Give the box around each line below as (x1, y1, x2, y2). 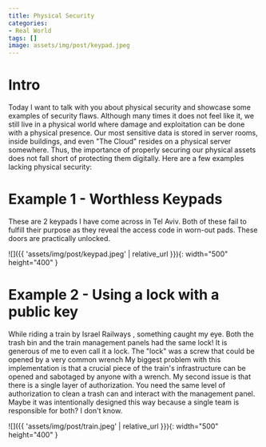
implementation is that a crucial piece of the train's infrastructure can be (8, 363, 246, 372)
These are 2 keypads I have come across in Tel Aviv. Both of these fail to (8, 217, 248, 226)
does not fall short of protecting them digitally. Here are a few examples (8, 154, 244, 163)
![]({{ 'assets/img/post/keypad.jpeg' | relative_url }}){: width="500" (8, 249, 228, 259)
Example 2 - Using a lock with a (8, 286, 220, 304)
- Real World (8, 26, 52, 34)
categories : (8, 19, 48, 27)
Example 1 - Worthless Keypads (8, 190, 223, 208)
